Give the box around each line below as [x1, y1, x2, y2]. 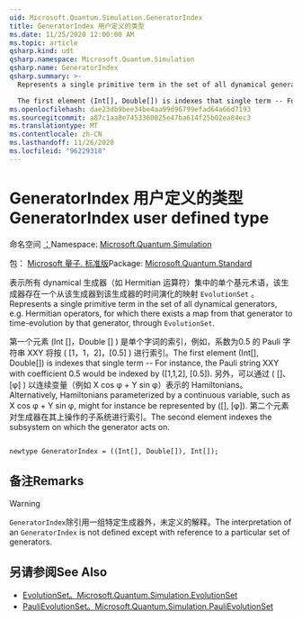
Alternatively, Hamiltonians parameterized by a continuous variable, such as [9, 389, 290, 400]
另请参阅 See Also [9, 564, 108, 580]
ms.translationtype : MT [9, 121, 99, 130]
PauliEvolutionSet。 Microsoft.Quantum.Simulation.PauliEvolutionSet [22, 601, 274, 612]
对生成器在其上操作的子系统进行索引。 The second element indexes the [9, 411, 272, 422]
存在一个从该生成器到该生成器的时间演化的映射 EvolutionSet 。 [24, 288, 259, 299]
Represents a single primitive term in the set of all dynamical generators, [9, 298, 278, 309]
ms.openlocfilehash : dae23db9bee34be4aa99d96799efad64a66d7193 [9, 104, 252, 113]
